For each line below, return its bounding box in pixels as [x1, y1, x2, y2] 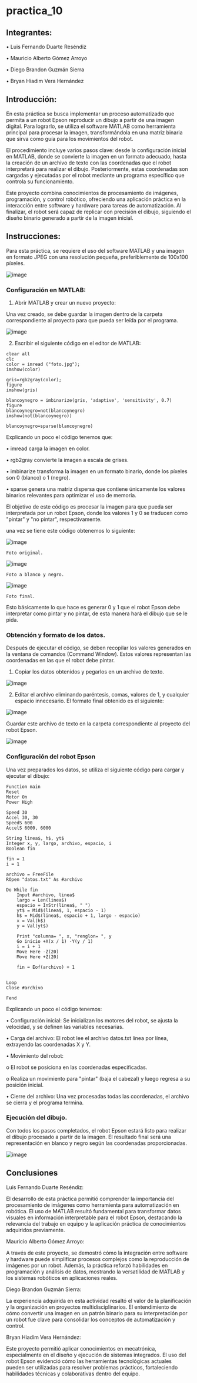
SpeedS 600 [6, 820, 33, 826]
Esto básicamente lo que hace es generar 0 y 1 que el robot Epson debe [6, 603, 181, 610]
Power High [6, 799, 33, 805]
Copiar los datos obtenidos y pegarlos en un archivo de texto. [14, 668, 165, 675]
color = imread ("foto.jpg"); [6, 361, 81, 367]
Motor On [6, 794, 28, 800]
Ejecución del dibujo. [6, 1114, 68, 1122]
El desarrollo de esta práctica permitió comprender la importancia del [6, 1195, 175, 1202]
